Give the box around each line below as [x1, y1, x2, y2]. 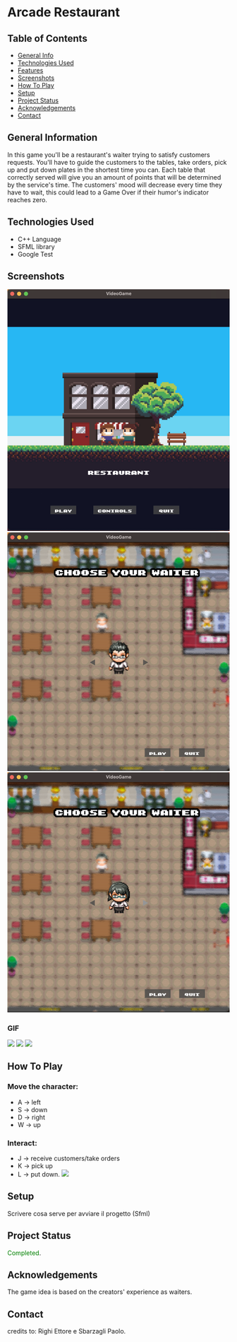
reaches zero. [7, 195, 48, 204]
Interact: [7, 1138, 37, 1148]
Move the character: [7, 1082, 79, 1092]
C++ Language [17, 235, 62, 243]
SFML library [17, 242, 55, 251]
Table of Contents [7, 33, 88, 45]
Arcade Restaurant [7, 4, 121, 21]
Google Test [17, 250, 54, 258]
